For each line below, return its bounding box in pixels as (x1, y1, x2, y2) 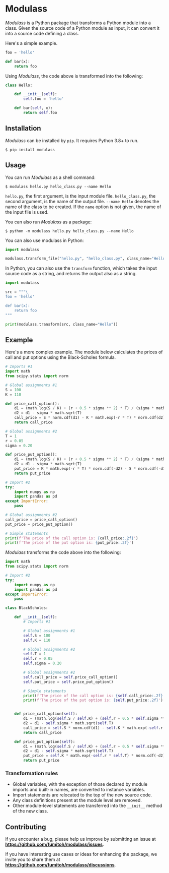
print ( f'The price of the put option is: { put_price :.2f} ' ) (5, 540, 134, 545)
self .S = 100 (23, 633, 51, 638)
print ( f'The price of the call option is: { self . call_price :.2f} (23, 693, 163, 698)
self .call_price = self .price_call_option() (23, 674, 118, 679)
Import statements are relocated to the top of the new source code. (12, 792, 152, 798)
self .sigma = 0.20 (23, 661, 62, 666)
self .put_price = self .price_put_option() (23, 679, 114, 684)
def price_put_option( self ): (14, 739, 75, 744)
